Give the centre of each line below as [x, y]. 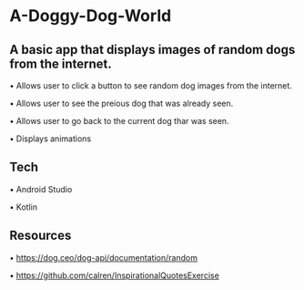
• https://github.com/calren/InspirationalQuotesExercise [115, 275]
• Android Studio [41, 189]
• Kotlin [24, 207]
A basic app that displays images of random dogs [152, 50]
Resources [41, 236]
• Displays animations [51, 139]
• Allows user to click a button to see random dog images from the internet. [151, 86]
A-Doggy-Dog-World [91, 16]
